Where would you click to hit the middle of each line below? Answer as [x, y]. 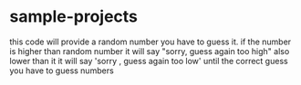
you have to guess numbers [62, 71]
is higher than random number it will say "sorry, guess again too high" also [150, 51]
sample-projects [74, 17]
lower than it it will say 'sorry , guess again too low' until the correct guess [149, 61]
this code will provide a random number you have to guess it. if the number [150, 42]
